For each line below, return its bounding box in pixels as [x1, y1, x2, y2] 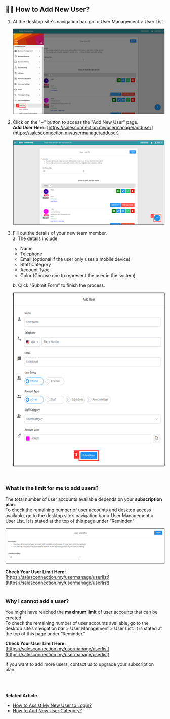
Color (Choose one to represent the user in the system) [20, 272, 136, 279]
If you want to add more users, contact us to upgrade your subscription [5, 661, 154, 667]
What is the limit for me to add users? [5, 485, 99, 492]
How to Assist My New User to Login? [12, 702, 92, 708]
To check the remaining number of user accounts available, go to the [5, 620, 149, 626]
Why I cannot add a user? [5, 597, 69, 604]
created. [5, 614, 23, 621]
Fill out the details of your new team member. [12, 230, 107, 236]
